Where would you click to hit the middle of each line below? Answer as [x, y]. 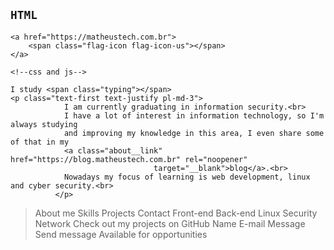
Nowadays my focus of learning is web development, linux [187, 177]
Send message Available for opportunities [121, 234]
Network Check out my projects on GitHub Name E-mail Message [170, 223]
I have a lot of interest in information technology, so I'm [194, 115]
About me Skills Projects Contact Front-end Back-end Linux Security [176, 213]
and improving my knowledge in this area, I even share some [194, 133]
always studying [44, 124]
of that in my [40, 142]
